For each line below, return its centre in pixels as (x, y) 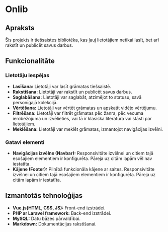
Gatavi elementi (25, 142)
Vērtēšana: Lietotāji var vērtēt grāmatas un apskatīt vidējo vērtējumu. (85, 108)
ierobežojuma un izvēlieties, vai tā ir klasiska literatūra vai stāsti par (82, 118)
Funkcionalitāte (30, 61)
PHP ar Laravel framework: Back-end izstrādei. (62, 213)
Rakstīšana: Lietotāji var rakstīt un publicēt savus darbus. (72, 92)
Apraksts (20, 28)
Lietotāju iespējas (27, 75)
